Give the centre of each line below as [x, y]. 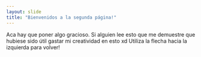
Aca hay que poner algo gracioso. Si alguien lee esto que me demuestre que [101, 34]
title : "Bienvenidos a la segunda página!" [61, 17]
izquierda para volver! [33, 47]
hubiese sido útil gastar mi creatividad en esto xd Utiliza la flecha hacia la [97, 41]
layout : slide [24, 12]
